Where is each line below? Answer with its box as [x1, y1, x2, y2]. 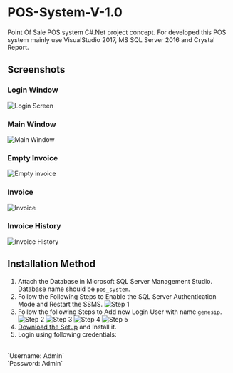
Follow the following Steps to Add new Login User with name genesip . [17, 307, 222, 316]
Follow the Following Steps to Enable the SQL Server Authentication [17, 292, 217, 300]
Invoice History [7, 221, 62, 231]
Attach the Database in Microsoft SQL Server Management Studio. [17, 277, 213, 285]
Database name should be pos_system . [17, 285, 130, 293]
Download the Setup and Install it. [17, 322, 117, 331]
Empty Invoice [7, 153, 58, 163]
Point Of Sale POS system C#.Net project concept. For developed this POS [7, 28, 227, 36]
